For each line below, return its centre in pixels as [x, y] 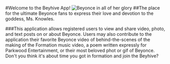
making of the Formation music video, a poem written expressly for [76, 45]
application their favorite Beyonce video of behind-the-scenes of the [78, 39]
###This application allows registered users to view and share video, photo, [85, 29]
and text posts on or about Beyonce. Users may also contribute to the [79, 34]
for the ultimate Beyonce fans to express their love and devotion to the [79, 13]
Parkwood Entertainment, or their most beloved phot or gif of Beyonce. [80, 50]
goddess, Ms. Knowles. [30, 19]
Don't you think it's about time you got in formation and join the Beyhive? [82, 56]
